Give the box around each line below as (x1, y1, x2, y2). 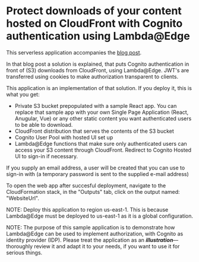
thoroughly (6, 242, 33, 250)
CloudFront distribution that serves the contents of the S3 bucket (14, 127, 174, 135)
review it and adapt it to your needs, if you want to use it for (34, 242, 180, 250)
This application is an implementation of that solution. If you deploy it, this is (6, 84, 192, 91)
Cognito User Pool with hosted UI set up (14, 133, 113, 140)
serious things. (6, 249, 43, 256)
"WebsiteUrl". (6, 194, 40, 202)
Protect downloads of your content (6, 4, 182, 18)
